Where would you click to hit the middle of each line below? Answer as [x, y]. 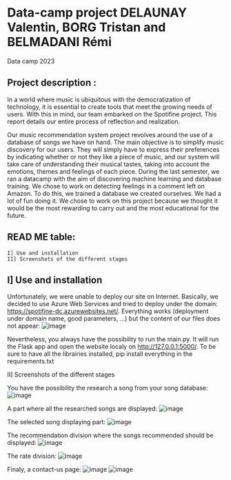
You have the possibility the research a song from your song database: [108, 388]
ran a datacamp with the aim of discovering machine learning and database [114, 179]
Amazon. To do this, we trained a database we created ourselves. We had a [114, 193]
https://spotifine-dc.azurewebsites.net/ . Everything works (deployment [108, 311]
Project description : [52, 83]
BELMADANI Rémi [60, 42]
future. [17, 215]
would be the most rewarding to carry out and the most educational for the [113, 208]
